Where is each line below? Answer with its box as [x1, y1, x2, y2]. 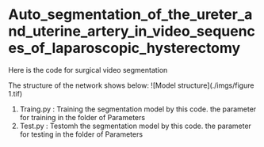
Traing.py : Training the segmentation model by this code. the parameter [19, 104, 257, 114]
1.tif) [8, 89, 22, 98]
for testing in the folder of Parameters [19, 129, 143, 139]
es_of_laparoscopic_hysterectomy [8, 40, 241, 57]
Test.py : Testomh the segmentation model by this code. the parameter [19, 121, 252, 130]
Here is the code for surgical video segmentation [8, 65, 168, 74]
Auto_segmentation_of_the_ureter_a [8, 6, 253, 24]
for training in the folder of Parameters [19, 112, 145, 122]
